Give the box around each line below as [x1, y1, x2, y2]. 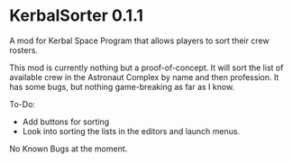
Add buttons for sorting [22, 116, 110, 127]
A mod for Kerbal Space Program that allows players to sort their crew [9, 35, 270, 46]
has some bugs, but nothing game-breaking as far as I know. [9, 81, 235, 92]
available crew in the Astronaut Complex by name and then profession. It [9, 71, 279, 82]
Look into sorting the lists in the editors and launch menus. [22, 125, 241, 136]
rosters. [9, 44, 39, 55]
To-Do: [9, 98, 36, 109]
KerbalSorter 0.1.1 [9, 5, 144, 26]
